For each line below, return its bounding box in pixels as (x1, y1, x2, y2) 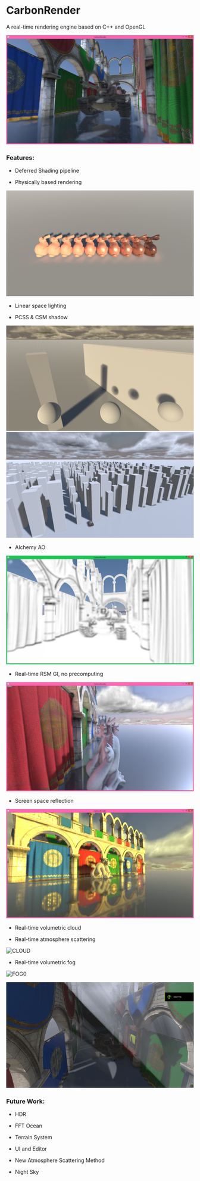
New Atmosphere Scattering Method (14, 1157, 105, 1164)
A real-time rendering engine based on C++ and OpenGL (6, 23, 146, 30)
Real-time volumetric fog (14, 959, 76, 966)
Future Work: (6, 1097, 45, 1105)
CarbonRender (6, 4, 80, 17)
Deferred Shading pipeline (14, 167, 79, 174)
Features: (6, 153, 35, 161)
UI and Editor (14, 1145, 48, 1152)
